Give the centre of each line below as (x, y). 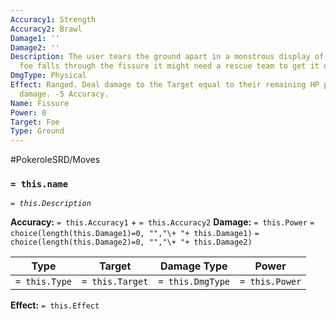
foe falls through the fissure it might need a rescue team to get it (169, 66)
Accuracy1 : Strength (53, 19)
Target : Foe (35, 122)
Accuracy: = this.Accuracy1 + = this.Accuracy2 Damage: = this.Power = (162, 222)
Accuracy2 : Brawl (46, 29)
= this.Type (44, 282)
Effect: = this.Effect (55, 305)
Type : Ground (37, 131)
